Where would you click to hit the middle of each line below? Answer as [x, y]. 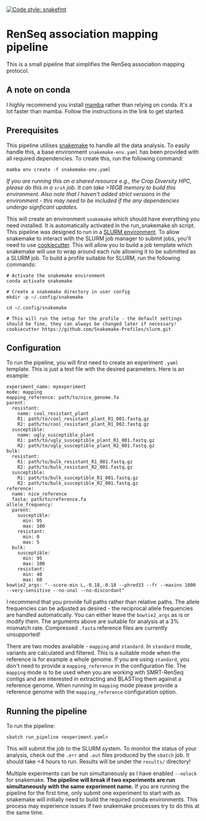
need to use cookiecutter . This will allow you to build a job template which [100, 244]
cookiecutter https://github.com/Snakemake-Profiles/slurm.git [89, 329]
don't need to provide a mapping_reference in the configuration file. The [96, 666]
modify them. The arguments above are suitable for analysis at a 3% [93, 621]
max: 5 [31, 542]
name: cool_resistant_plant [53, 414]
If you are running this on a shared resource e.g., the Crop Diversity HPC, [99, 181]
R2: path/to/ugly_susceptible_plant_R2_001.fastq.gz [86, 446]
